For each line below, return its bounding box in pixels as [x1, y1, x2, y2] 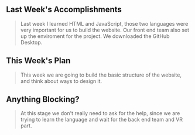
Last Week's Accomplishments [6, 5, 122, 15]
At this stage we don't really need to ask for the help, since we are [20, 110, 180, 117]
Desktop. [20, 39, 43, 46]
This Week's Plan [6, 56, 71, 66]
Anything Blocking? [6, 95, 80, 105]
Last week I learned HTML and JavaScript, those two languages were [20, 20, 189, 27]
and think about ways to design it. [20, 77, 102, 84]
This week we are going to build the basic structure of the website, [20, 71, 182, 78]
